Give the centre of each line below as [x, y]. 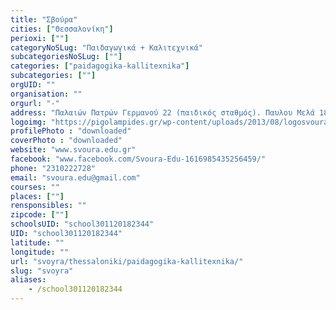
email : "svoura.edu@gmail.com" [75, 177]
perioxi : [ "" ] [40, 38]
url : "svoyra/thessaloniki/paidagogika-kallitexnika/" [127, 261]
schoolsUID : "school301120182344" [82, 224]
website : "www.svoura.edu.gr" [73, 150]
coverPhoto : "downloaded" [66, 141]
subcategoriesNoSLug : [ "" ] [66, 57]
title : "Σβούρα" [44, 19]
